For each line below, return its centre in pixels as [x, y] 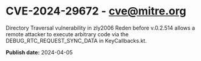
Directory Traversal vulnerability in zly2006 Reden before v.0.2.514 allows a [100, 28]
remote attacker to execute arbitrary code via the [67, 34]
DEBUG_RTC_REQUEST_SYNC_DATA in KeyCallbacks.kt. [76, 40]
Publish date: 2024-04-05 [39, 52]
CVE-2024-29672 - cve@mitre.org [96, 11]
